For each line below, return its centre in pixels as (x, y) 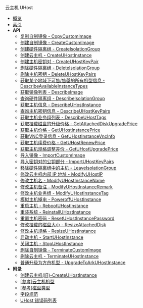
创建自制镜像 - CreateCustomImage (57, 42)
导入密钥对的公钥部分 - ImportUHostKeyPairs (67, 162)
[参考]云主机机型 (37, 281)
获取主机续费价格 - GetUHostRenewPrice (63, 143)
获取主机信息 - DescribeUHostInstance (60, 105)
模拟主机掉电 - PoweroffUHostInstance (61, 199)
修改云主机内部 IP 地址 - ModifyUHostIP (61, 174)
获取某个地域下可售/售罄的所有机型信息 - (62, 80)
